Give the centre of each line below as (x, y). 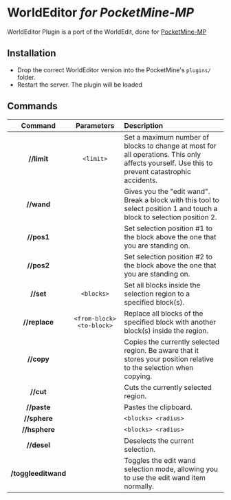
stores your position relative (169, 359)
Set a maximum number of (167, 137)
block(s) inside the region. (166, 330)
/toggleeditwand (38, 473)
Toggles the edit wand (160, 460)
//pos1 (38, 237)
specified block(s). (154, 302)
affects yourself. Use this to (168, 163)
